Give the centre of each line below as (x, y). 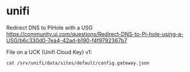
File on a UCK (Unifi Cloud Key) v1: (49, 52)
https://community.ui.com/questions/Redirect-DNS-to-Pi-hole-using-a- (95, 34)
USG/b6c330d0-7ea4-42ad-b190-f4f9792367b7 (67, 40)
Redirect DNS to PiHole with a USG (49, 28)
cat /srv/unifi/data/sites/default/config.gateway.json (78, 63)
